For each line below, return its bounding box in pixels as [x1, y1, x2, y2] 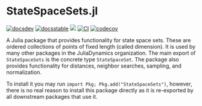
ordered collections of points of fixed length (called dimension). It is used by [6, 43, 196, 50]
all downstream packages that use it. [6, 93, 98, 100]
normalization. [6, 68, 42, 76]
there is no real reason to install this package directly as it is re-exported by [6, 86, 194, 94]
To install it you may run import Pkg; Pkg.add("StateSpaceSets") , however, [6, 80, 192, 87]
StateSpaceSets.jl [6, 4, 98, 18]
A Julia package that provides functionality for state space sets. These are [6, 36, 191, 43]
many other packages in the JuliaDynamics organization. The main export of [6, 49, 196, 57]
